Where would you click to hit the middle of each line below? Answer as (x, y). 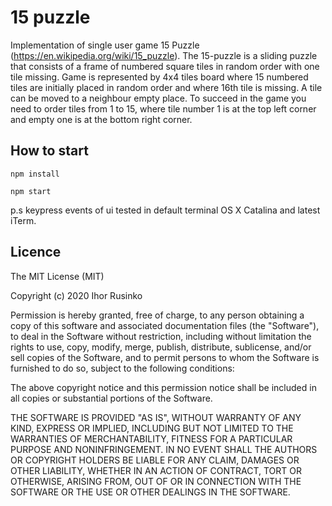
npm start (31, 191)
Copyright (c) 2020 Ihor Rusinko (76, 295)
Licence (36, 252)
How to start (49, 151)
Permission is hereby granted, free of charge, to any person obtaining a (157, 315)
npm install (35, 174)
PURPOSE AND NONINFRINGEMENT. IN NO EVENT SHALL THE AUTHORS (164, 449)
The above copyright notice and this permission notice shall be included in (163, 387)
